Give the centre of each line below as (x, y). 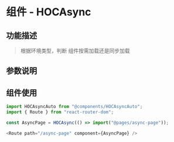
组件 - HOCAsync (49, 12)
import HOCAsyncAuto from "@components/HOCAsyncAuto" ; (74, 107)
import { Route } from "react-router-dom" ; (60, 112)
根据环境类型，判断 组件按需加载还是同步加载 (75, 51)
